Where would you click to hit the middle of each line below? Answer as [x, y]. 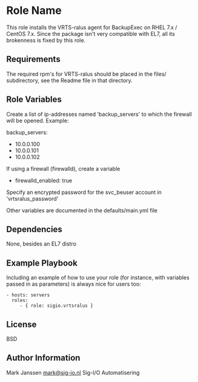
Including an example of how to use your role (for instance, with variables [98, 278]
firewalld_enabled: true [44, 180]
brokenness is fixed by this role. [46, 40]
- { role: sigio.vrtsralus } [57, 306]
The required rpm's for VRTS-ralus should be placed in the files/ [86, 74]
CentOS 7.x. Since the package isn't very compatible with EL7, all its [91, 33]
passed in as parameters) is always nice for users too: [74, 284]
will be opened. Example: [38, 120]
